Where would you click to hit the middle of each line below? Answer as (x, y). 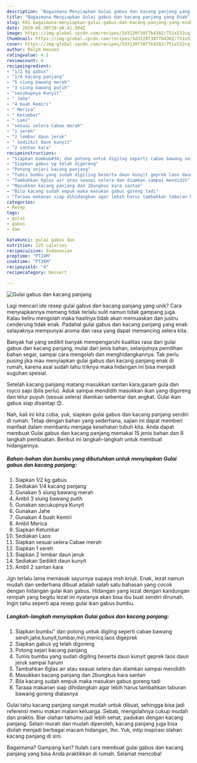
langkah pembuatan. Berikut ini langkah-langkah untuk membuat (84, 439)
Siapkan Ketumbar (37, 529)
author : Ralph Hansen (33, 50)
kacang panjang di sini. (34, 736)
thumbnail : (20, 39)
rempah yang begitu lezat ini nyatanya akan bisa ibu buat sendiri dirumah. (96, 597)
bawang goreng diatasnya (46, 693)
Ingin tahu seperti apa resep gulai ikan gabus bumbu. (71, 603)
